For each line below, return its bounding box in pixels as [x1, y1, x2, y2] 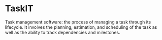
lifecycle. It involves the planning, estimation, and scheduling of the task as [5, 24, 157, 30]
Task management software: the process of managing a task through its [5, 19, 151, 25]
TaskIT [5, 3, 33, 14]
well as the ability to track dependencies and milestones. [5, 29, 121, 35]
